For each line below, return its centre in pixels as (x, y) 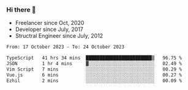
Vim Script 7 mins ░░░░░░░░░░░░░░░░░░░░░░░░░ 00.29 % (94, 69)
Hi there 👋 (21, 10)
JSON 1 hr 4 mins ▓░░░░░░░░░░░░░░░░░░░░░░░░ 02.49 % (94, 64)
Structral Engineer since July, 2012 (59, 36)
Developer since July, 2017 (49, 29)
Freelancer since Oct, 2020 (50, 23)
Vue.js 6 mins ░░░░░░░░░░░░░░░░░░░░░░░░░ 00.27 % (94, 75)
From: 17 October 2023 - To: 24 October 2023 (65, 47)
